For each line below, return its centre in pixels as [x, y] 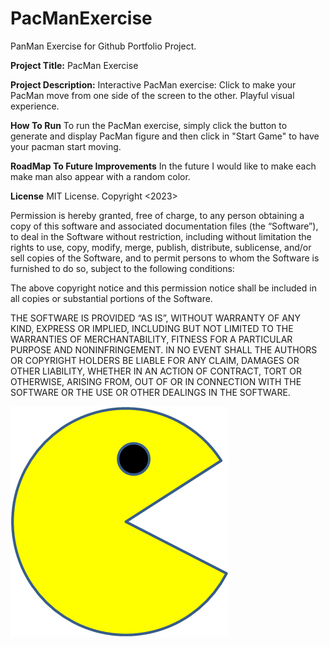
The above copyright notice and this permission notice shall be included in [163, 288]
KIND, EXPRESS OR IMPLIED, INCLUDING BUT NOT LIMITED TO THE [152, 328]
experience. [35, 106]
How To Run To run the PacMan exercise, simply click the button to [149, 125]
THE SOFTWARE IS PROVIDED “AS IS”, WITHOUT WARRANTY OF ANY [155, 318]
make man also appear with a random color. [100, 176]
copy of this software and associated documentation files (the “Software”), [164, 226]
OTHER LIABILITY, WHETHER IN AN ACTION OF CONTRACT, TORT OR [156, 371]
